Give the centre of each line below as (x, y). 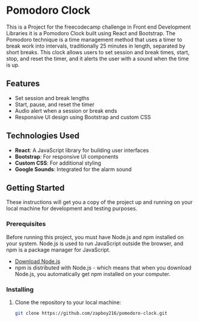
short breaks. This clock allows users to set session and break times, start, (98, 52)
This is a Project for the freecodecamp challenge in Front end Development (98, 27)
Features (23, 84)
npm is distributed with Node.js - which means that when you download (103, 267)
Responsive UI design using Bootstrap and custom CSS (83, 117)
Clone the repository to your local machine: (68, 302)
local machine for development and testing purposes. (72, 209)
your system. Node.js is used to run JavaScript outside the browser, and (95, 243)
